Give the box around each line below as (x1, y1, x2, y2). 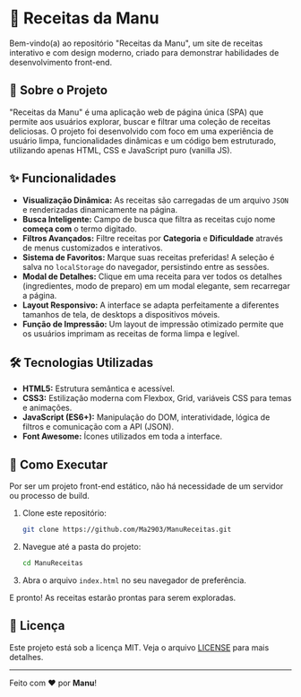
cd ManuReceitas (21, 559, 83, 568)
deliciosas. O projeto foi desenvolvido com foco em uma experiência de (9, 126, 274, 136)
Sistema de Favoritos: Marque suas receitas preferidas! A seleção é (21, 251, 275, 263)
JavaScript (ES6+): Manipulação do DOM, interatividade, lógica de (21, 412, 271, 423)
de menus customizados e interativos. (21, 242, 163, 253)
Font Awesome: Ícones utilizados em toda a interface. (21, 431, 223, 442)
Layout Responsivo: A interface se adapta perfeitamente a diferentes (21, 300, 279, 310)
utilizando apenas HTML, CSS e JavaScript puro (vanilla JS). (9, 144, 233, 155)
